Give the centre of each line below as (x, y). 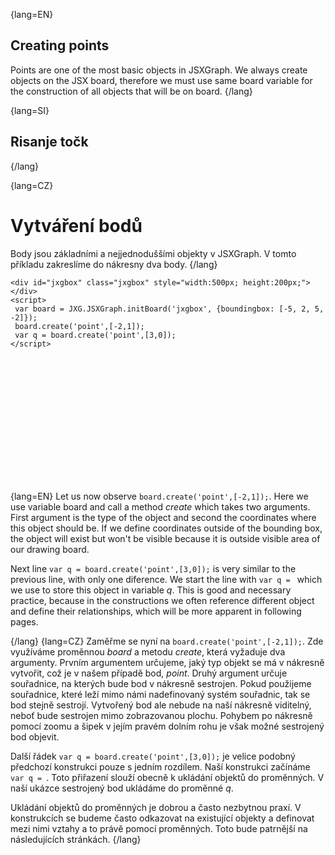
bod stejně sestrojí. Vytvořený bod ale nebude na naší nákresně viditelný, (161, 705)
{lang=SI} (30, 110)
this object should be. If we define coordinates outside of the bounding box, (166, 528)
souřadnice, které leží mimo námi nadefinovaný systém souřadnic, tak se (160, 694)
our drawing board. (50, 549)
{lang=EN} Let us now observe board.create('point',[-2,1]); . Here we (159, 496)
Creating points (60, 45)
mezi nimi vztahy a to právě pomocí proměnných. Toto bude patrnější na (159, 828)
